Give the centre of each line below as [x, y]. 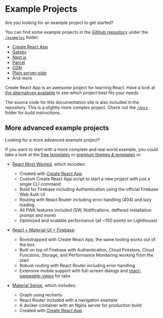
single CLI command [40, 184]
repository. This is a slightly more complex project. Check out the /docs [77, 107]
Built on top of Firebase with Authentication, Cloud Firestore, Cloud [87, 250]
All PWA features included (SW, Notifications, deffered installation [85, 210]
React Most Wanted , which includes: [49, 164]
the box [27, 245]
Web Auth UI [32, 194]
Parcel [19, 62]
